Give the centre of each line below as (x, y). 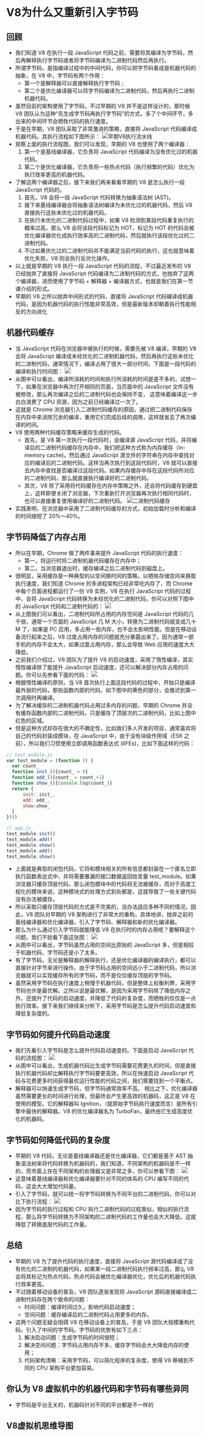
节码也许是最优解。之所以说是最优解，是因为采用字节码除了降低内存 (100, 991)
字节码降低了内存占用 (46, 537)
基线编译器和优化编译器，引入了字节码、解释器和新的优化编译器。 (97, 922)
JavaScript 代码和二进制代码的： (63, 606)
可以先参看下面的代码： (60, 674)
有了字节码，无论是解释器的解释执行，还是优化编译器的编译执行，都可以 (105, 960)
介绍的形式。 (36, 289)
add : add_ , (36, 800)
